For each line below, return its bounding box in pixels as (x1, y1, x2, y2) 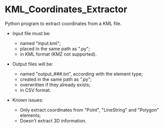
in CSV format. (19, 87, 51, 93)
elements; (19, 112, 42, 118)
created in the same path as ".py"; (19, 76, 92, 82)
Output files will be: (12, 61, 53, 67)
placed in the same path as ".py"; (19, 45, 90, 52)
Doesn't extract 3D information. (19, 117, 87, 123)
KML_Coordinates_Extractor (5, 4, 128, 15)
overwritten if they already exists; (19, 82, 91, 88)
